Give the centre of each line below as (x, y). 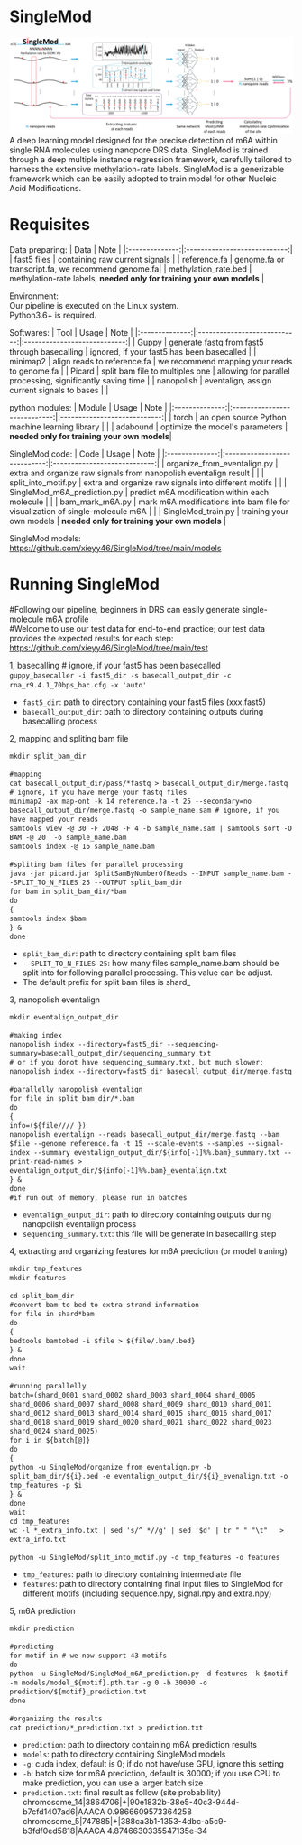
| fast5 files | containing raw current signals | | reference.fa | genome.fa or (147, 260)
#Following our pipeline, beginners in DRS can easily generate (125, 610)
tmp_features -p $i (46, 1486)
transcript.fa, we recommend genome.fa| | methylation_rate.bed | (131, 269)
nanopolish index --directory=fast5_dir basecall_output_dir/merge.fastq (151, 1072)
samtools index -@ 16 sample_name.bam (82, 847)
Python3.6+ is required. (53, 315)
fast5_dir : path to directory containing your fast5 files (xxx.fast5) (144, 702)
